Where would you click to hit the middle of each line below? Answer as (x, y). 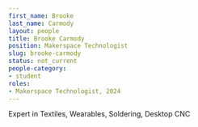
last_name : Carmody (41, 23)
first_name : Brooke (41, 16)
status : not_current (43, 61)
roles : (19, 83)
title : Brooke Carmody (46, 38)
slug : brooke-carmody (45, 53)
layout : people (34, 31)
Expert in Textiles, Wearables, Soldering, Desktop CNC (99, 114)
